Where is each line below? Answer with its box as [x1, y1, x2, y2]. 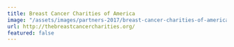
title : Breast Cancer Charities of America [7, 10, 136, 17]
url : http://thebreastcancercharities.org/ [7, 23, 136, 30]
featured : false [7, 29, 54, 37]
